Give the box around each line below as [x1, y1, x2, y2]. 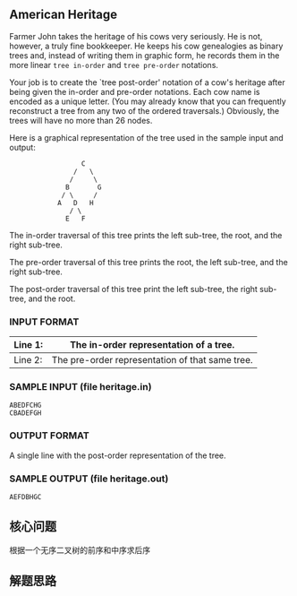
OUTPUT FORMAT [9, 429, 89, 442]
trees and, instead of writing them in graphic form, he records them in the [9, 49, 280, 61]
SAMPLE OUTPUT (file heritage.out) [9, 472, 169, 485]
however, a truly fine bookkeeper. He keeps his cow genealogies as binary [9, 40, 284, 51]
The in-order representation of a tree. [70, 339, 235, 351]
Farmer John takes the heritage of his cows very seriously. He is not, [9, 30, 263, 41]
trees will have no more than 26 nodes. [9, 115, 153, 125]
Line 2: [13, 354, 43, 367]
